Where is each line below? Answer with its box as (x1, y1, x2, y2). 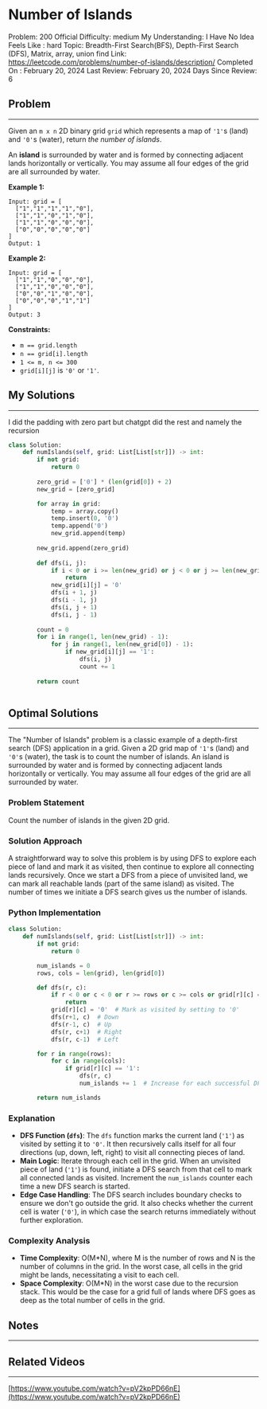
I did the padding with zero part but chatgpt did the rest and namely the (8, 417, 242, 427)
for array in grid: (37, 499, 102, 507)
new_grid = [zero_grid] (37, 485, 115, 493)
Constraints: (8, 324, 51, 334)
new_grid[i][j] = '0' (50, 581, 123, 589)
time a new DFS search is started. (19, 1181, 130, 1192)
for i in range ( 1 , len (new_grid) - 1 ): (37, 633, 169, 641)
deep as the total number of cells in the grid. (19, 1296, 165, 1305)
